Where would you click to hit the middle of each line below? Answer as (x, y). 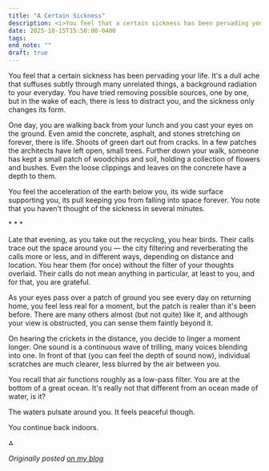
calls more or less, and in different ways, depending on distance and (121, 256)
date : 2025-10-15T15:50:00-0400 (62, 30)
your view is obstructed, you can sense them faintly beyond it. (111, 323)
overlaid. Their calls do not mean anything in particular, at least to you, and (131, 273)
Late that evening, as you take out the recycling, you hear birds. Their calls (131, 239)
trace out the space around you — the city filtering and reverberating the (128, 248)
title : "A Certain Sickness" (57, 16)
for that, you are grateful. (50, 282)
